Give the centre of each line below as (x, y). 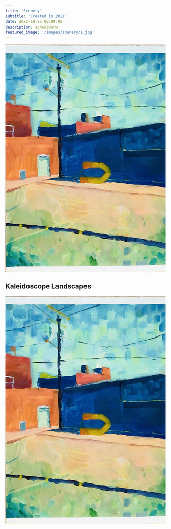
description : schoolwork (32, 27)
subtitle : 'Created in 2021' (36, 16)
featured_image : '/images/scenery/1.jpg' (50, 32)
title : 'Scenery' (24, 11)
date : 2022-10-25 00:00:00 (34, 21)
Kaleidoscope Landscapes (48, 287)
